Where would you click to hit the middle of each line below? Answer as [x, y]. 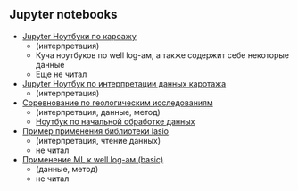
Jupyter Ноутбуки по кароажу [79, 36]
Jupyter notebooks [63, 15]
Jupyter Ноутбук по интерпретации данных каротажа [124, 83]
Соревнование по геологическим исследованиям [118, 103]
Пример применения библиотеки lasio [95, 131]
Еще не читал [61, 74]
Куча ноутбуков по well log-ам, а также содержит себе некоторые [162, 55]
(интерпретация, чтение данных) [98, 140]
